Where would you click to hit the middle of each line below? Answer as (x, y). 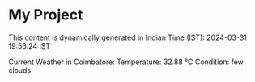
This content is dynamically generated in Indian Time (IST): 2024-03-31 (127, 37)
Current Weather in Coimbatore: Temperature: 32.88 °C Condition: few (126, 62)
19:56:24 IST (30, 45)
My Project (46, 15)
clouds (20, 70)
